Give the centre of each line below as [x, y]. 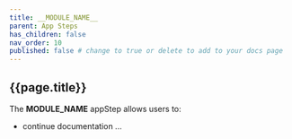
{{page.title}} [48, 87]
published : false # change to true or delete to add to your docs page [146, 51]
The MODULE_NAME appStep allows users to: [95, 109]
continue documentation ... [72, 126]
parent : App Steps [44, 26]
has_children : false [48, 34]
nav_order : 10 [36, 43]
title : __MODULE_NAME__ [54, 17]
